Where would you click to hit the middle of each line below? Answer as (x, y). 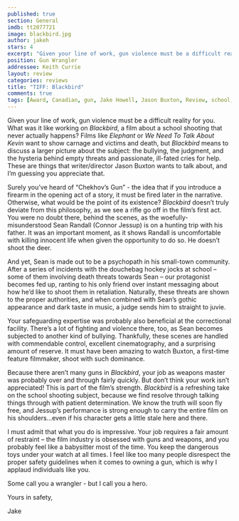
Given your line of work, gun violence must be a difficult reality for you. (111, 120)
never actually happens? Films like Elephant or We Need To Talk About (111, 135)
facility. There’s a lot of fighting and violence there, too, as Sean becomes (115, 328)
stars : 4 (20, 47)
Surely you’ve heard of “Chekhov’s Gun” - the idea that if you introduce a (115, 187)
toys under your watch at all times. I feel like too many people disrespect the (119, 454)
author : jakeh (28, 41)
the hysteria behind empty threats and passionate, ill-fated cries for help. (115, 158)
